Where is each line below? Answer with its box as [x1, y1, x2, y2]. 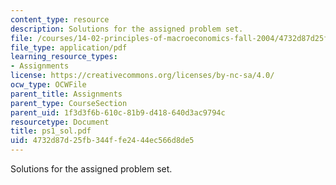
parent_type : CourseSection [10, 98, 128, 108]
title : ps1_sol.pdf [10, 126, 92, 136]
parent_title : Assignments [10, 89, 123, 99]
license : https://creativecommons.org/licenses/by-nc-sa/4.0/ [10, 71, 275, 81]
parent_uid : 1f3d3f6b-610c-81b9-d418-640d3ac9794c [10, 107, 226, 118]
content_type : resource [10, 14, 110, 25]
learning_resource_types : [10, 52, 118, 62]
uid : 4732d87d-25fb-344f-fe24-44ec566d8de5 [10, 136, 195, 146]
